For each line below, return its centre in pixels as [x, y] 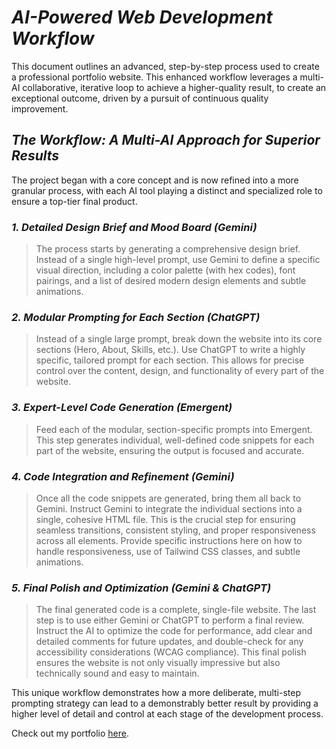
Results [35, 156]
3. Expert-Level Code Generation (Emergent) [122, 408]
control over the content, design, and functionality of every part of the [180, 371]
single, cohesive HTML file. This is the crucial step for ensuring [165, 519]
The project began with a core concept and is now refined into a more [155, 180]
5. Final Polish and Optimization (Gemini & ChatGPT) [141, 588]
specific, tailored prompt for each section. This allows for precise [170, 360]
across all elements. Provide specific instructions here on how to [169, 540]
